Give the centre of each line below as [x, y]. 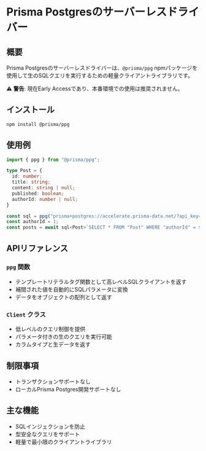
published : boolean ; [38, 194]
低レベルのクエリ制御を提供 [50, 329]
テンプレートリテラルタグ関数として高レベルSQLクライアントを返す [101, 281]
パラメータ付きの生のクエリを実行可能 [63, 337]
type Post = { [25, 171]
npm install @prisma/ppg [38, 124]
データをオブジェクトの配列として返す [63, 297]
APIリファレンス [37, 248]
